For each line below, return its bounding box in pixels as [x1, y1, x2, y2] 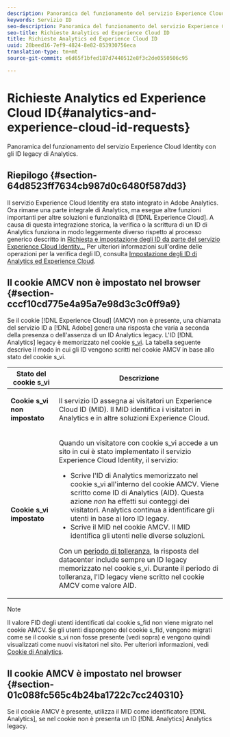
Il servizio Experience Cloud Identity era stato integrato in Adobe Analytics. [7, 199, 219, 207]
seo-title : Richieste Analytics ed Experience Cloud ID [7, 29, 170, 36]
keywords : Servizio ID [7, 16, 72, 23]
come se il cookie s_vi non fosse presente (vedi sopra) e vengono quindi [7, 633, 211, 642]
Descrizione [118, 374, 159, 383]
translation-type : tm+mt [7, 49, 78, 56]
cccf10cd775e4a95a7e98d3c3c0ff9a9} [7, 298, 181, 310]
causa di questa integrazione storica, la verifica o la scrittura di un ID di [7, 220, 207, 229]
